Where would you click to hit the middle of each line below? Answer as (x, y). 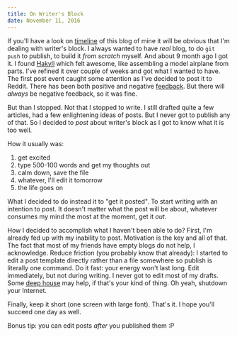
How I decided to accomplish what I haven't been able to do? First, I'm (110, 230)
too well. (20, 130)
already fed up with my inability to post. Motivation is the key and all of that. (117, 238)
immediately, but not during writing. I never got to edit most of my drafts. (113, 275)
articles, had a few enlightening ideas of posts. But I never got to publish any (119, 115)
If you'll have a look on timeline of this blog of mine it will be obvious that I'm (118, 40)
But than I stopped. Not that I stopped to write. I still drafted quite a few (111, 107)
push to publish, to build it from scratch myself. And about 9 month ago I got (118, 56)
